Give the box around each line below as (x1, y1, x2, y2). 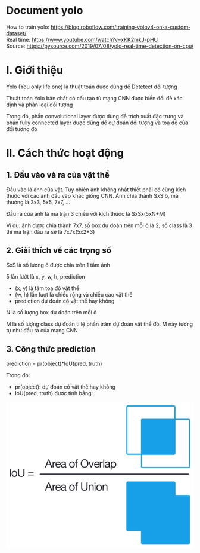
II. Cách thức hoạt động (6, 146, 124, 160)
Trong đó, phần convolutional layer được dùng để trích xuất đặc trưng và (6, 112, 184, 120)
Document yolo (6, 4, 83, 17)
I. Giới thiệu (6, 63, 64, 77)
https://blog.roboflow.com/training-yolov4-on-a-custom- (50, 23, 191, 30)
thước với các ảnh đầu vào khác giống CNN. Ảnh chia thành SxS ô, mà (6, 192, 179, 199)
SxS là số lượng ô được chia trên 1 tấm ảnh (6, 261, 110, 268)
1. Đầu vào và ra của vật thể (6, 170, 110, 180)
